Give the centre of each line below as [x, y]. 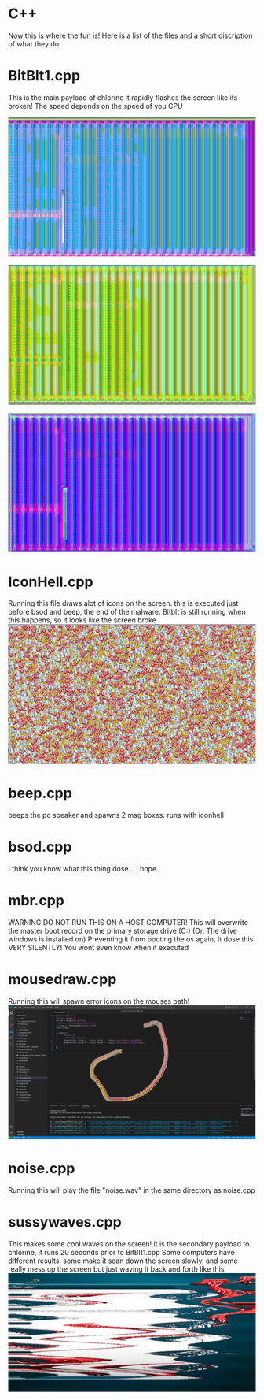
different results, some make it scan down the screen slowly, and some [123, 1261]
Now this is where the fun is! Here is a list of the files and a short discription [130, 35]
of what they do [34, 43]
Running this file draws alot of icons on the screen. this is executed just [123, 603]
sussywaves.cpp [65, 1222]
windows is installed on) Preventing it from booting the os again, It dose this [131, 939]
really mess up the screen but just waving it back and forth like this [116, 1269]
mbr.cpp [36, 900]
